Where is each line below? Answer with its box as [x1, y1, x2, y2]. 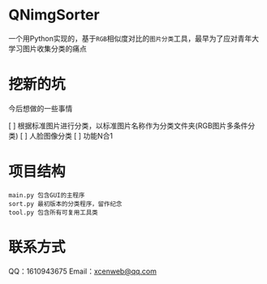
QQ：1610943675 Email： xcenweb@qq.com [8, 266, 157, 276]
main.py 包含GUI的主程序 [8, 191, 85, 200]
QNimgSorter [8, 6, 100, 24]
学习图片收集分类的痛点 [8, 43, 87, 54]
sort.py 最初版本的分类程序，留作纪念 [8, 200, 123, 208]
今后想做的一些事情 [8, 103, 73, 113]
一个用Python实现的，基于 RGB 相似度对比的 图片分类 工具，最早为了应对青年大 [8, 33, 260, 43]
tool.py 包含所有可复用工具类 [8, 209, 99, 217]
